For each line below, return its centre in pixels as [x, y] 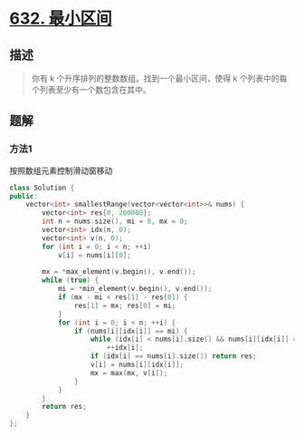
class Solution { [42, 188]
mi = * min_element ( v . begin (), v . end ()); [135, 289]
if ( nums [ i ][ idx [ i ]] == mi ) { [131, 331]
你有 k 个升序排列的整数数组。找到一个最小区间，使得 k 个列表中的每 [159, 78]
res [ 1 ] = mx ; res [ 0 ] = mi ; [125, 305]
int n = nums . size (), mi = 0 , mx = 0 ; [115, 222]
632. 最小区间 [61, 19]
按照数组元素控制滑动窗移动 [61, 170]
